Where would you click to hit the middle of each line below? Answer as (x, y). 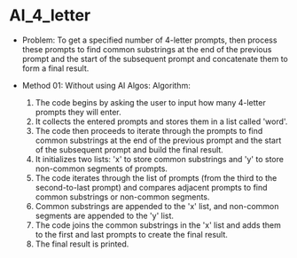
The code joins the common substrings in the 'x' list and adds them (158, 225)
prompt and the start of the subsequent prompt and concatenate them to (155, 59)
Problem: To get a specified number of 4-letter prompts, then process (149, 40)
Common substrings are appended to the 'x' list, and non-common (157, 206)
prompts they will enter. (78, 112)
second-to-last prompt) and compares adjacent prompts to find (151, 187)
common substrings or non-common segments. (122, 197)
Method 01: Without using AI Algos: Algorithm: (106, 85)
